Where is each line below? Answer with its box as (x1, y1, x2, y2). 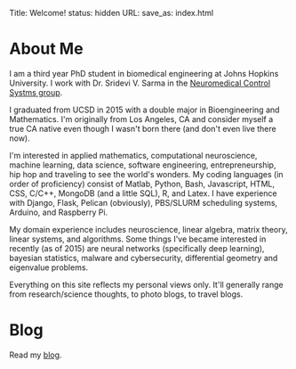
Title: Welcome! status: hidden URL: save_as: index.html (9, 8, 214, 18)
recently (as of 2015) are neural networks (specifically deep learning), (9, 242, 265, 253)
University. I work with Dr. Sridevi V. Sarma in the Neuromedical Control (9, 78, 271, 88)
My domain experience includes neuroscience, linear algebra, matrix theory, (9, 224, 289, 234)
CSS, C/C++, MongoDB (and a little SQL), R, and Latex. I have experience (9, 187, 277, 199)
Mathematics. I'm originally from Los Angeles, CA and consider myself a (9, 113, 274, 124)
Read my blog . (9, 349, 62, 360)
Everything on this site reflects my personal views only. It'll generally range (9, 279, 284, 290)
